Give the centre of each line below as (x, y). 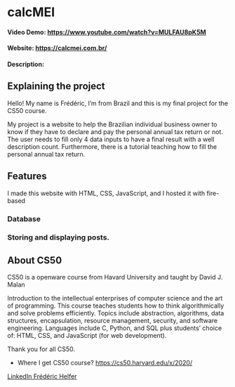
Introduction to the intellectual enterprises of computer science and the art (115, 299)
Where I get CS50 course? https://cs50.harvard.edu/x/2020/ (105, 363)
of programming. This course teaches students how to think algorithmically (116, 306)
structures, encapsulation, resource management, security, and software (113, 321)
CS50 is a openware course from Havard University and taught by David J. (115, 277)
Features (27, 176)
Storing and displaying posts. (59, 237)
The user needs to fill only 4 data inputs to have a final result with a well (111, 139)
